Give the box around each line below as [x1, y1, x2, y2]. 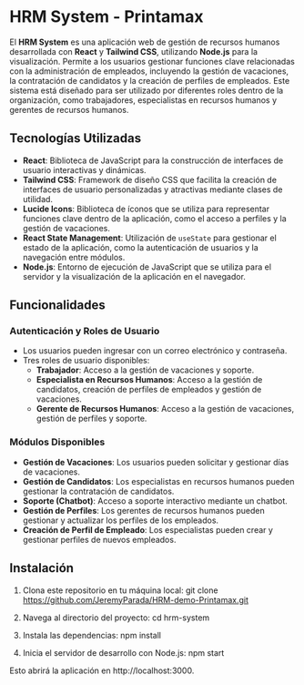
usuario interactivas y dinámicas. [22, 164, 147, 175]
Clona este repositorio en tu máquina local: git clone [22, 585, 218, 596]
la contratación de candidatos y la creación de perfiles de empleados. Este [9, 75, 290, 86]
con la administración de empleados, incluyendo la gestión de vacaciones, [9, 66, 289, 77]
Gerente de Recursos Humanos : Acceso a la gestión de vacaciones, [35, 404, 294, 414]
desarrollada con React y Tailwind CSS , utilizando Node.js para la [9, 46, 258, 56]
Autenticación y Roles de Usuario [9, 325, 160, 338]
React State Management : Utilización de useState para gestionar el [22, 232, 278, 243]
